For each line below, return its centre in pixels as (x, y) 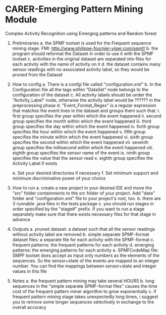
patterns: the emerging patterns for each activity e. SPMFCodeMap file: (85, 250)
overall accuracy (29, 307)
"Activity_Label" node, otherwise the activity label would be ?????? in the (86, 100)
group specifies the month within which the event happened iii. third (82, 121)
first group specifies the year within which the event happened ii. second (87, 116)
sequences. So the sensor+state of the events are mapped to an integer (86, 260)
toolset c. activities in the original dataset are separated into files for (82, 59)
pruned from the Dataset (37, 74)
